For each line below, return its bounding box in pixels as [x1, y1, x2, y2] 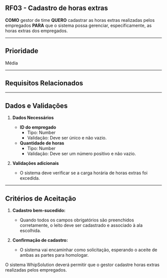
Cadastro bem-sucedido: [12, 208, 66, 213]
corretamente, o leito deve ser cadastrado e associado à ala [19, 222, 143, 228]
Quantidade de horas [19, 140, 65, 146]
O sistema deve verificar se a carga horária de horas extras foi [19, 170, 148, 176]
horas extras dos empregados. [5, 27, 68, 34]
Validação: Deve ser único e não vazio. [27, 135, 107, 141]
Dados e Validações [5, 101, 68, 110]
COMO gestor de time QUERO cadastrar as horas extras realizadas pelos [5, 17, 155, 23]
